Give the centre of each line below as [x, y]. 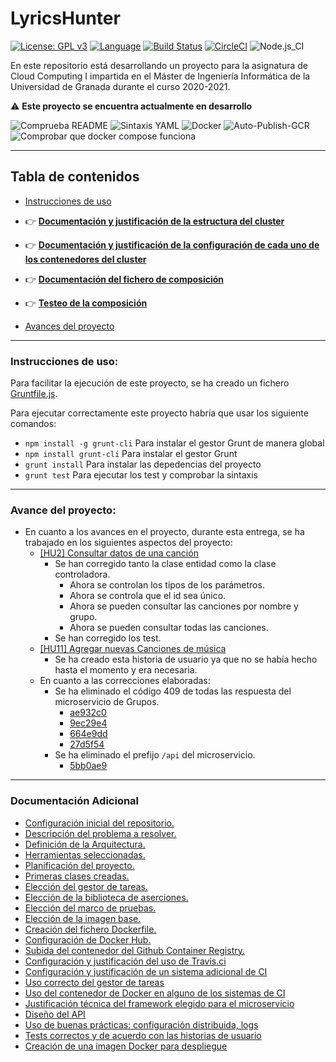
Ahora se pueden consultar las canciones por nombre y [184, 606]
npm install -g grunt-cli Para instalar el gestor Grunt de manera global [174, 443]
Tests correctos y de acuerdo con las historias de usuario [143, 1035]
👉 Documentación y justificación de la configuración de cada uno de [172, 244]
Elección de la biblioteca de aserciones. [106, 897]
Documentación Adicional [75, 801]
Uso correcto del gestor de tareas [94, 982]
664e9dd [88, 734]
